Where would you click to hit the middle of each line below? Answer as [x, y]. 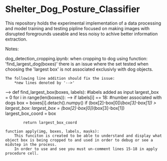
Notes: [12, 49]
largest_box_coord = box [31, 113]
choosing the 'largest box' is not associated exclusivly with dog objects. [79, 69]
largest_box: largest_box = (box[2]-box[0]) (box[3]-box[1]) [65, 108]
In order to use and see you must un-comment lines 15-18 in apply [86, 149]
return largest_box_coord [50, 122]
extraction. [16, 39]
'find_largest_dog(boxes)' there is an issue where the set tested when [77, 64]
